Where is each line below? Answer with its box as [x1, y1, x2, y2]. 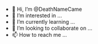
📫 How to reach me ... [11, 32, 67, 38]
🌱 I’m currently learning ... [11, 18, 75, 25]
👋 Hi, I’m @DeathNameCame [11, 6, 82, 12]
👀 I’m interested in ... [11, 12, 62, 19]
